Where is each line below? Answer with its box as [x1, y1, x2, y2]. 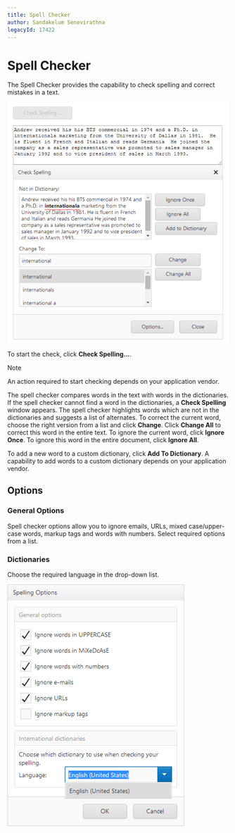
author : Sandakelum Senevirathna [7, 18, 106, 26]
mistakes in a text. [7, 88, 60, 96]
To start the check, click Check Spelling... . [7, 350, 132, 358]
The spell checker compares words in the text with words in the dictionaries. [7, 391, 229, 399]
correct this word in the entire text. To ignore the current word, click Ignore [7, 428, 225, 437]
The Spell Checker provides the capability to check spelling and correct [7, 81, 215, 89]
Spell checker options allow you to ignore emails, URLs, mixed [7, 522, 188, 530]
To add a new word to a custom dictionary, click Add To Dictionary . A [7, 449, 210, 458]
